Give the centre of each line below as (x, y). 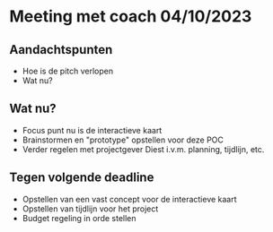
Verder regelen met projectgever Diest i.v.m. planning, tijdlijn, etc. (143, 149)
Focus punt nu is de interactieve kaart (92, 130)
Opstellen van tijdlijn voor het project (90, 209)
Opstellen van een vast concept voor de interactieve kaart (129, 199)
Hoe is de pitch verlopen (68, 71)
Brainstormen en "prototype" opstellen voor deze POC (123, 140)
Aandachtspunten (61, 50)
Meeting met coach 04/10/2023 (131, 17)
